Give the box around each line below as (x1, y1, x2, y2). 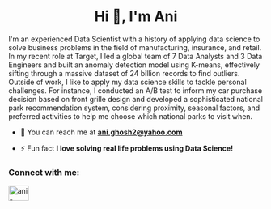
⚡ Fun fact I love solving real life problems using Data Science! (19, 143, 233, 153)
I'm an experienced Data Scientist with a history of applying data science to (8, 34, 260, 44)
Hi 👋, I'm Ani (94, 7, 178, 26)
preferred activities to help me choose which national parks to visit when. (8, 111, 253, 121)
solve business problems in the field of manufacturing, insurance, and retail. (8, 42, 262, 52)
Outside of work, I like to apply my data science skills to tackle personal (8, 77, 247, 87)
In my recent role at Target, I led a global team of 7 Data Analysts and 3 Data (8, 51, 263, 61)
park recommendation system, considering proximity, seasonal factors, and (8, 103, 260, 113)
